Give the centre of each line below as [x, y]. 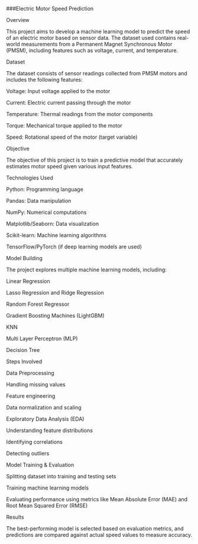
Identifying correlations [35, 442]
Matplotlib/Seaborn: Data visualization [53, 224]
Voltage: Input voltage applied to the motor [58, 91]
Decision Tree [23, 350]
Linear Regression [28, 281]
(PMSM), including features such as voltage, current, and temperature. [92, 50]
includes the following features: [44, 80]
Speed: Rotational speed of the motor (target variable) [72, 137]
